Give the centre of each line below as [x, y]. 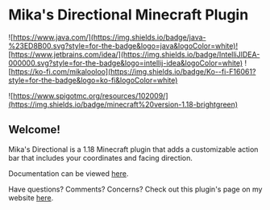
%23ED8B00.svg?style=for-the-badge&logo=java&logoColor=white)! [123, 45]
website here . [31, 197]
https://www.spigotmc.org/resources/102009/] [91, 95]
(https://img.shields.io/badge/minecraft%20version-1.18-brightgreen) [123, 104]
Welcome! [34, 130]
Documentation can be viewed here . [69, 173]
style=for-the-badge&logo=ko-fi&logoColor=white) [93, 80]
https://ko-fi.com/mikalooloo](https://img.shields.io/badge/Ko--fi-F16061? [133, 71]
